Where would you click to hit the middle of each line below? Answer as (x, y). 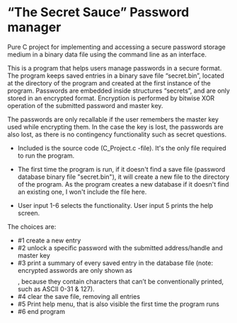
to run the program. (46, 155)
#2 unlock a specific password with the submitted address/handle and (120, 247)
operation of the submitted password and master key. (85, 105)
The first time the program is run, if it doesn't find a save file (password (121, 169)
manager (34, 27)
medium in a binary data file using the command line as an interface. (107, 54)
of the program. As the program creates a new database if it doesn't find (123, 184)
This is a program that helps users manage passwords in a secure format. (115, 68)
